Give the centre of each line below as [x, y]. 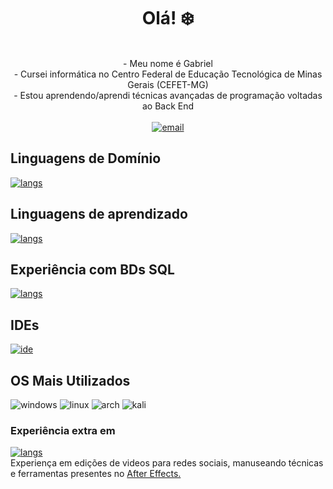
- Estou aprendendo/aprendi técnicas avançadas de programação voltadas [168, 95]
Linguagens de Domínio [86, 158]
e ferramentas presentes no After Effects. [96, 474]
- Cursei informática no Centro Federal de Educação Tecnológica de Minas [168, 74]
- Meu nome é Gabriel [168, 63]
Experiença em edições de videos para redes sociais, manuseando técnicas [167, 463]
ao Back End [168, 106]
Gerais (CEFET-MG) [168, 84]
